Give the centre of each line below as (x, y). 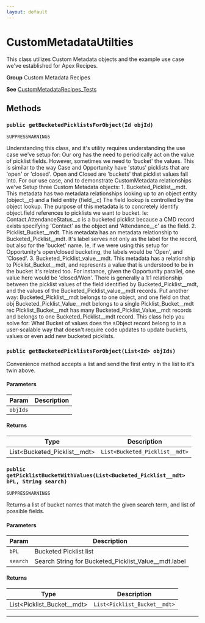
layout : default (27, 12)
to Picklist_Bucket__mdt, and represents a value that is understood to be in (100, 265)
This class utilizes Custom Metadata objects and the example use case (95, 59)
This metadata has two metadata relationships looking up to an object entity (102, 193)
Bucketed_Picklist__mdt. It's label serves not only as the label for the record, (102, 239)
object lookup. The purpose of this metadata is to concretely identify (92, 207)
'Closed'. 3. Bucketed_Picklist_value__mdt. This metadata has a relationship (101, 258)
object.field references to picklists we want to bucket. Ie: (77, 213)
